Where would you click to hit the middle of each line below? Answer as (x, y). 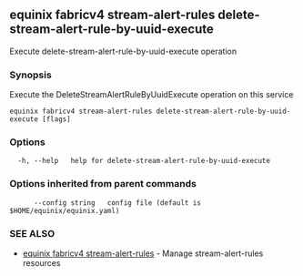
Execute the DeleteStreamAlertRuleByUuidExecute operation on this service (151, 95)
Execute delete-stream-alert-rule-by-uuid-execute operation (123, 51)
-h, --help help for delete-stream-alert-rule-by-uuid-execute (144, 161)
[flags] (56, 119)
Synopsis (30, 75)
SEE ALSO (32, 233)
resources (41, 263)
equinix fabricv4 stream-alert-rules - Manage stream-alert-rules (143, 253)
